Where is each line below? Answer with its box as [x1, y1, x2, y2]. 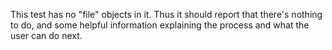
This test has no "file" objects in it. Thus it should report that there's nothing [10, 9, 323, 20]
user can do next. [10, 30, 83, 41]
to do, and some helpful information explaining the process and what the [10, 19, 310, 31]
